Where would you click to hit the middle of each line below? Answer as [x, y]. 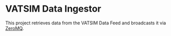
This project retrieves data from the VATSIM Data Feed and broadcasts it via [86, 23]
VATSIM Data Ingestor [53, 9]
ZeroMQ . [15, 28]
